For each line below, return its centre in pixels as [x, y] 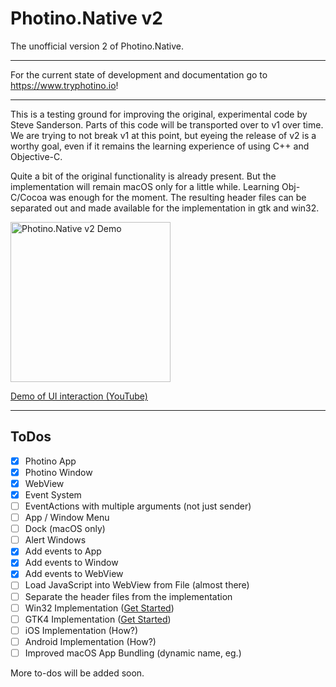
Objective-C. [36, 156]
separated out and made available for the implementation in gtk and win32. [165, 208]
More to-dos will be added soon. [77, 673]
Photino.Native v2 [87, 18]
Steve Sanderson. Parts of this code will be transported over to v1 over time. [167, 124]
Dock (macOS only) [65, 529]
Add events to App [63, 551]
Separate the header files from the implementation [128, 596]
